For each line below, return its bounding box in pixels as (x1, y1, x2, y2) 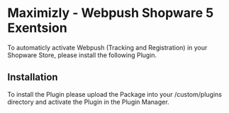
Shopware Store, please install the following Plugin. (7, 51, 157, 59)
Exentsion (7, 20, 67, 36)
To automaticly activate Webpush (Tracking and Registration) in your (7, 43, 208, 52)
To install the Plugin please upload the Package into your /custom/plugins (7, 90, 222, 98)
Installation (7, 71, 58, 83)
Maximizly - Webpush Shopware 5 (7, 5, 214, 21)
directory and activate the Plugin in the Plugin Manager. (7, 97, 169, 106)
